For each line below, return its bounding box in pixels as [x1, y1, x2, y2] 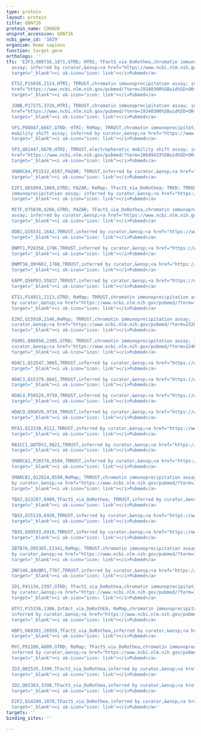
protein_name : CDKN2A [6, 25, 60, 32]
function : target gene [6, 48, 63, 54]
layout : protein [6, 14, 47, 20]
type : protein [6, 8, 42, 15]
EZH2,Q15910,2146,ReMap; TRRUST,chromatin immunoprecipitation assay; [11, 316, 191, 322]
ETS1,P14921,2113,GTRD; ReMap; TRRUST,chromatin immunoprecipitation [11, 294, 188, 300]
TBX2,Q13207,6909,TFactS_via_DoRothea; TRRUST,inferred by [11, 496, 162, 503]
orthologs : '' [6, 53, 42, 59]
